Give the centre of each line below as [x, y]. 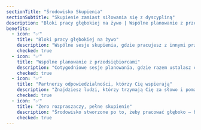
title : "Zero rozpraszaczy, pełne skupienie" [75, 106]
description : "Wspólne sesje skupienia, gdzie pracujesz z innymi [101, 46]
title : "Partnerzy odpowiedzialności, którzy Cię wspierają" [95, 84]
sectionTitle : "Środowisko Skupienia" [54, 12]
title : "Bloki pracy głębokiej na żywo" [68, 40]
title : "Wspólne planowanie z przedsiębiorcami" [79, 62]
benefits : [19, 28]
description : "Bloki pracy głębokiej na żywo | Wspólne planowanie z [95, 23]
